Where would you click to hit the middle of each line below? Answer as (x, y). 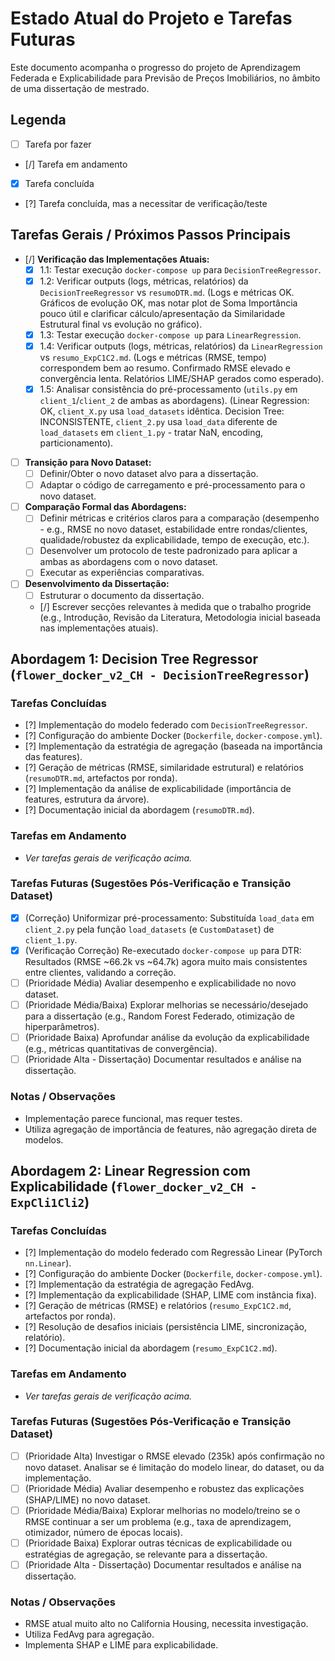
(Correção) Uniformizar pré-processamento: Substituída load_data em (169, 918)
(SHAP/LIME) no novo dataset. (87, 1499)
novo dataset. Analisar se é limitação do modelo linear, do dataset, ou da (174, 1467)
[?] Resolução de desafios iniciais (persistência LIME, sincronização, (166, 1327)
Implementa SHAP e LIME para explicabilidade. (121, 1645)
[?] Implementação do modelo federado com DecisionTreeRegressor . (166, 725)
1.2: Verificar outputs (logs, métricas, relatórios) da (144, 281)
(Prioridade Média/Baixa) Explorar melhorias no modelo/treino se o (162, 1510)
